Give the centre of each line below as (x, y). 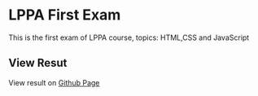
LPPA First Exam (65, 15)
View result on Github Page (54, 82)
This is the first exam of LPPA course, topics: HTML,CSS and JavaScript (129, 37)
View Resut (38, 63)
